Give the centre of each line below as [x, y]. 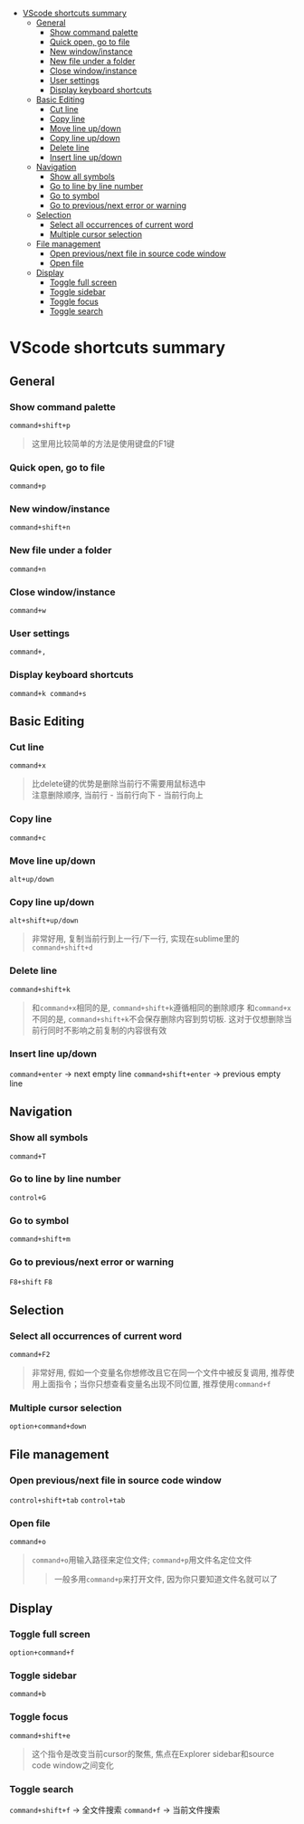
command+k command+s [48, 693]
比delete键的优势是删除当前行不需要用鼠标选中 [119, 784]
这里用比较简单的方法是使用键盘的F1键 [103, 444]
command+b [28, 1695]
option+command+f [42, 1653]
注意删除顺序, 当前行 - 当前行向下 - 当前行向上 [117, 795]
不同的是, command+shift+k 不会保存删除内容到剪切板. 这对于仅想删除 [158, 1018]
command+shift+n [40, 528]
